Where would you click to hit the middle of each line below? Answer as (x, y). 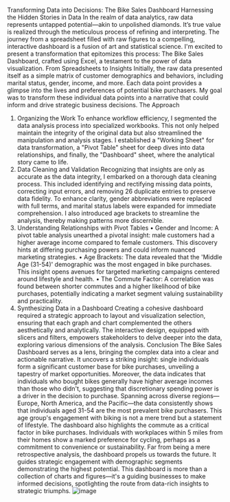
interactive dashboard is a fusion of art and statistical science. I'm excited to (115, 46)
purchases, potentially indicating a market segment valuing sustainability (120, 294)
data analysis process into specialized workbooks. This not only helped (118, 125)
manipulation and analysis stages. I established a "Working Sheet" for (116, 140)
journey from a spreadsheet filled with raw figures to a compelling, (101, 39)
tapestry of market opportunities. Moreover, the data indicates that (111, 374)
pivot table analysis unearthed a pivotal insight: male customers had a (116, 235)
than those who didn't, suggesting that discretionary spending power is (118, 389)
